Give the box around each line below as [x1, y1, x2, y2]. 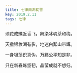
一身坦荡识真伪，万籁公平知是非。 [5, 52, 75, 58]
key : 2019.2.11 [5, 12, 37, 17]
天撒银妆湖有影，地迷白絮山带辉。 [5, 41, 75, 47]
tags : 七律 [5, 16, 26, 21]
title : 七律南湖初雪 [5, 7, 43, 12]
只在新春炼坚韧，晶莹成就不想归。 [5, 63, 75, 69]
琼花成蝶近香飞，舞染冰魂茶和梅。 [5, 31, 75, 37]
